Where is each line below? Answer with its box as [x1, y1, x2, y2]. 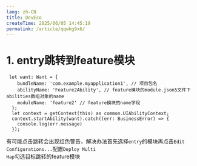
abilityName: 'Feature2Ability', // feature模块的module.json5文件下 [17, 87, 191, 93]
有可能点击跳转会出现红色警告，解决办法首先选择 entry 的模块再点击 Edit [6, 138, 185, 145]
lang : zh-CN [6, 8, 36, 15]
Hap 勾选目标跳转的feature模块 [6, 153, 81, 161]
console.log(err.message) [17, 121, 83, 127]
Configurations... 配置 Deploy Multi [6, 145, 96, 153]
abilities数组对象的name [6, 93, 65, 100]
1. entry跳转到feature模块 [6, 54, 135, 67]
